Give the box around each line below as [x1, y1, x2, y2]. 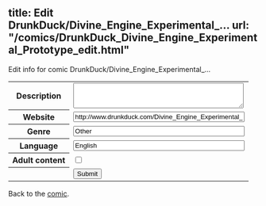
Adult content [12, 154, 66, 166]
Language [19, 140, 58, 151]
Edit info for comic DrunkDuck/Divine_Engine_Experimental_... [8, 64, 211, 74]
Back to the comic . [8, 189, 70, 198]
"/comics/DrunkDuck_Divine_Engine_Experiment [8, 31, 258, 44]
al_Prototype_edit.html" [8, 44, 129, 57]
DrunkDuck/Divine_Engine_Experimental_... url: [8, 19, 250, 32]
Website [22, 112, 56, 123]
